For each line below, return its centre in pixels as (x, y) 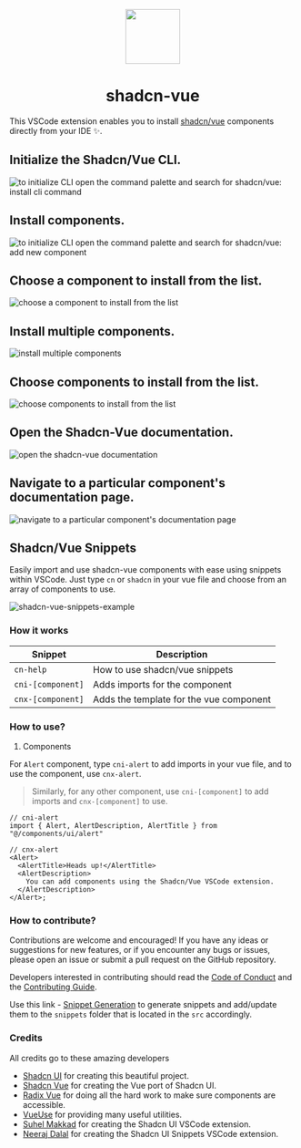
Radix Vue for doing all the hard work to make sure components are (149, 1095)
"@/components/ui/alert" (56, 834)
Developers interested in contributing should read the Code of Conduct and (151, 977)
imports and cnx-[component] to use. (100, 802)
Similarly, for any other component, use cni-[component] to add (150, 791)
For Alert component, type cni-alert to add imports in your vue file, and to (151, 764)
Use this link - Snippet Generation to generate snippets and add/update (143, 1005)
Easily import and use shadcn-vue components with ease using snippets (145, 570)
